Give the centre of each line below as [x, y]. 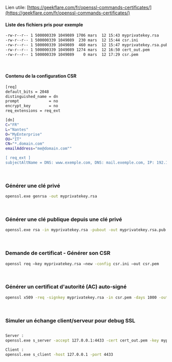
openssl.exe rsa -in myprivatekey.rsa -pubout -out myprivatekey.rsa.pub [86, 230]
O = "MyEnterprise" [24, 134]
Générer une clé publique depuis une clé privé [64, 219]
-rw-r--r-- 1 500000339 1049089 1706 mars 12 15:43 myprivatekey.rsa [82, 35]
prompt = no [32, 101]
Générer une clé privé [33, 186]
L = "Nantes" [17, 129]
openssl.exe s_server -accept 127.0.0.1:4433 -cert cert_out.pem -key [82, 340]
